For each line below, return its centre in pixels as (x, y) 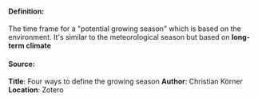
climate (39, 46)
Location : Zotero (36, 90)
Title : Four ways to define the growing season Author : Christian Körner (126, 82)
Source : (22, 64)
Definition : (26, 11)
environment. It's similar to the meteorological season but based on (119, 37)
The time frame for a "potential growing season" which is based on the (125, 29)
